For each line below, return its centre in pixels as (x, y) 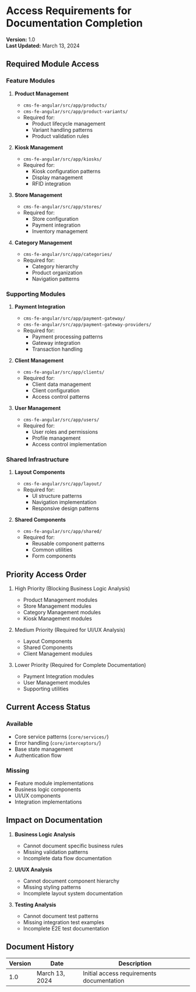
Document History (40, 947)
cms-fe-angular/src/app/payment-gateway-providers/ (87, 324)
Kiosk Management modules (57, 618)
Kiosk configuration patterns (66, 171)
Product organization (57, 272)
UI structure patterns (57, 496)
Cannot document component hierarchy (71, 881)
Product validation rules (60, 136)
